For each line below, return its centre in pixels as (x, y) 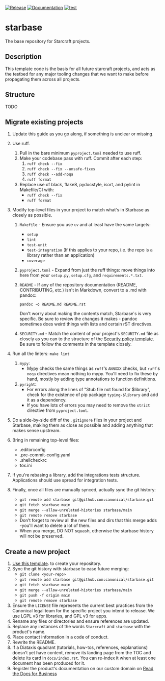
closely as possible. (32, 215)
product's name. (29, 632)
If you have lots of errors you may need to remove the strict (88, 405)
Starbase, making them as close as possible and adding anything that (82, 425)
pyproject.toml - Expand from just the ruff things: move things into (87, 270)
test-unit (37, 245)
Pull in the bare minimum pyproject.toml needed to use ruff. (80, 153)
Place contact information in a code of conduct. (60, 637)
